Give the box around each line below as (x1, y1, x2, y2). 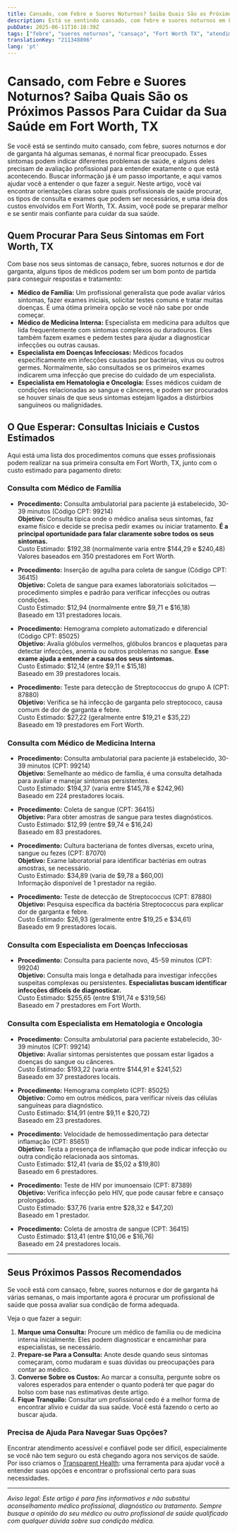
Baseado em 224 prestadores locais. (17, 792, 125, 800)
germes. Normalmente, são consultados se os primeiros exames (17, 363, 205, 371)
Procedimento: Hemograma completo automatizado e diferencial (17, 624, 208, 632)
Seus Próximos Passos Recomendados (7, 1267, 182, 1279)
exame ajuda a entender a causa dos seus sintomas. (17, 654, 175, 663)
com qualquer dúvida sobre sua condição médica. (7, 1516, 155, 1525)
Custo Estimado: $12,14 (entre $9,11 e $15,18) (17, 661, 147, 670)
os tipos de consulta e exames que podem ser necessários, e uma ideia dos (7, 194, 228, 203)
